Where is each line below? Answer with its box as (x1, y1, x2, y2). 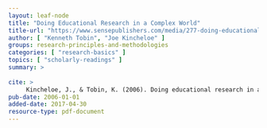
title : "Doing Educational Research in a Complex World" (8, 19, 201, 27)
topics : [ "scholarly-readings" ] (8, 56, 123, 64)
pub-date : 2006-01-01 (8, 93, 80, 101)
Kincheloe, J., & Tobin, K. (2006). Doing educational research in (25, 85, 254, 94)
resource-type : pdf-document (8, 108, 105, 116)
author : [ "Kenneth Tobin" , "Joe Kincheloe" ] (8, 33, 165, 42)
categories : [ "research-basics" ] (8, 48, 126, 56)
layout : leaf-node (8, 11, 69, 20)
